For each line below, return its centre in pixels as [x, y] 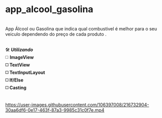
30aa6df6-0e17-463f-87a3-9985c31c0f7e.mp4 [55, 110]
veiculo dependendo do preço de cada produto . [56, 34]
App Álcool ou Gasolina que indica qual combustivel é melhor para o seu [81, 28]
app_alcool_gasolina [49, 9]
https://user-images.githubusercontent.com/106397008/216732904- [77, 104]
